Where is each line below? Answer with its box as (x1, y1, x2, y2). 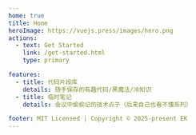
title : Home (8, 19, 48, 27)
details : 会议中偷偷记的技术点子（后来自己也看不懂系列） (22, 101, 192, 109)
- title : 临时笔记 (15, 93, 72, 101)
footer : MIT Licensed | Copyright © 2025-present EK (8, 115, 188, 123)
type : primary (22, 57, 70, 65)
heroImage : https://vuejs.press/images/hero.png (8, 26, 174, 34)
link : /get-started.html (22, 49, 106, 57)
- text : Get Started (15, 42, 84, 50)
